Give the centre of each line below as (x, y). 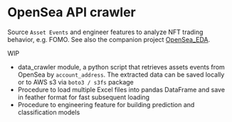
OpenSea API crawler (72, 12)
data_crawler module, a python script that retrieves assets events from (121, 67)
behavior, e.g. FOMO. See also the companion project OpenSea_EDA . (109, 39)
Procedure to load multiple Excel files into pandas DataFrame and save (121, 89)
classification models (49, 112)
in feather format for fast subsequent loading (84, 97)
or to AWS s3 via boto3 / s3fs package (75, 82)
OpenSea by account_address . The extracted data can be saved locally (121, 74)
